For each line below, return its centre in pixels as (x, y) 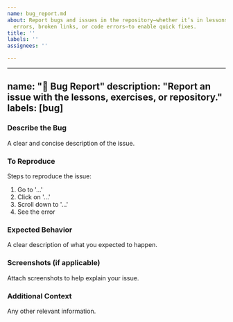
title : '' (21, 33)
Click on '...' (34, 197)
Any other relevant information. (52, 311)
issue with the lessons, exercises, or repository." (115, 98)
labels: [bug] (35, 108)
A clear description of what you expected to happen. (83, 245)
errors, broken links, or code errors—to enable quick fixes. (105, 26)
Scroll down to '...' (43, 204)
